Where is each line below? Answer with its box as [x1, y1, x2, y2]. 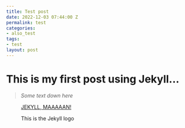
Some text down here [20, 92, 73, 99]
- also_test [6, 31, 36, 37]
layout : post [6, 47, 39, 53]
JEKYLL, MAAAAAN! [21, 103, 72, 110]
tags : [6, 36, 20, 42]
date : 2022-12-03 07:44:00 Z [6, 14, 78, 20]
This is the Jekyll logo [21, 114, 74, 122]
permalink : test [6, 19, 46, 25]
